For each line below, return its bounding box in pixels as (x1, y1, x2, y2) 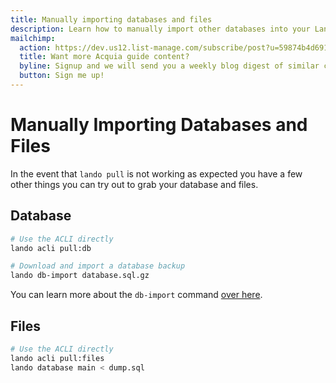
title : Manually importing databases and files (10, 14, 213, 25)
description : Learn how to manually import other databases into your (10, 24, 311, 34)
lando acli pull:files (10, 353, 105, 363)
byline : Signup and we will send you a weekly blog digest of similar (19, 61, 320, 71)
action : (19, 42, 52, 53)
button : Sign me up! (19, 71, 105, 81)
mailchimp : (10, 33, 56, 43)
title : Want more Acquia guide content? (19, 52, 190, 62)
